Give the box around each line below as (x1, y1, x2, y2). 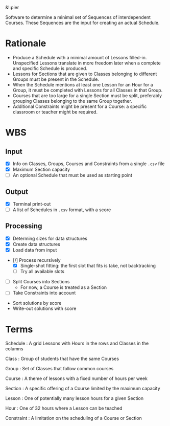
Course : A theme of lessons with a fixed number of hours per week (5, 375, 148, 382)
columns (5, 346, 23, 352)
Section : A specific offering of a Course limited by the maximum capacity (5, 386, 161, 392)
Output (5, 187, 28, 196)
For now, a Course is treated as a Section (20, 284, 107, 290)
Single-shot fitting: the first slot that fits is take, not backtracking (20, 263, 156, 269)
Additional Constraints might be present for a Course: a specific (12, 103, 147, 109)
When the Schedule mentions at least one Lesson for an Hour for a (12, 81, 153, 87)
